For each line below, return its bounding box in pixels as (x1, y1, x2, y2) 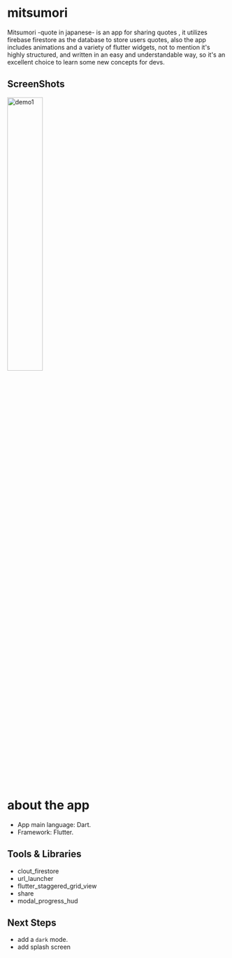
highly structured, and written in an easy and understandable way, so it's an (7, 50, 226, 59)
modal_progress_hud (17, 896, 78, 905)
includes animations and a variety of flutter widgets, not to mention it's (7, 43, 211, 51)
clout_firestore (17, 867, 59, 875)
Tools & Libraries (7, 848, 82, 860)
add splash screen (17, 943, 71, 951)
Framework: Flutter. (17, 828, 74, 836)
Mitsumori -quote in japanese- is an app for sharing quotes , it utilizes (7, 28, 208, 36)
